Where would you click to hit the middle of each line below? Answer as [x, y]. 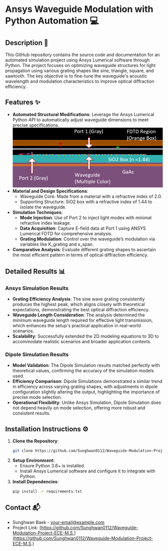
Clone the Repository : [35, 441]
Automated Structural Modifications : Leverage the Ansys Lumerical [83, 114]
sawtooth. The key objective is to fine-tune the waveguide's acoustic [76, 76]
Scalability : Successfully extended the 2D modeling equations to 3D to [85, 336]
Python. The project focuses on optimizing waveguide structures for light [80, 65]
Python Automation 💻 [52, 21]
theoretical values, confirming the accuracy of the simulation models [83, 371]
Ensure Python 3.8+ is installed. [52, 465]
